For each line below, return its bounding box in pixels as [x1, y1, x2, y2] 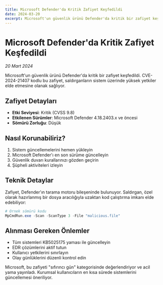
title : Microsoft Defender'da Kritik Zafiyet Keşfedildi [5, 7, 123, 12]
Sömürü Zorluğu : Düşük [12, 120, 62, 126]
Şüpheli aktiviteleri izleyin [12, 162, 63, 168]
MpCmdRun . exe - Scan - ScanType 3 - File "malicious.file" [5, 213, 120, 218]
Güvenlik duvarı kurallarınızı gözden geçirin [12, 157, 98, 163]
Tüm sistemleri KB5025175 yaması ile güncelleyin [12, 240, 111, 245]
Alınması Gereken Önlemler [5, 226, 90, 235]
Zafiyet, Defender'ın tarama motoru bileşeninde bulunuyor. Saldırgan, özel [5, 189, 153, 195]
